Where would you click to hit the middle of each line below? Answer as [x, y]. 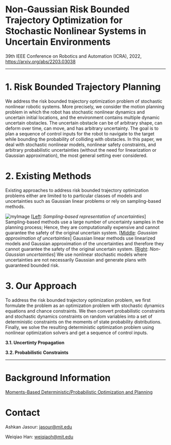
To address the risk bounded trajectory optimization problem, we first [78, 300]
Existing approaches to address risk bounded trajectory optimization [77, 190]
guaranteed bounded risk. [33, 265]
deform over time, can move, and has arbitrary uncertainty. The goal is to [82, 128]
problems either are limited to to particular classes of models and [74, 196]
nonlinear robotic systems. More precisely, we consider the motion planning [85, 106]
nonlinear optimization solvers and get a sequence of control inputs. [77, 333]
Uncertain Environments [58, 42]
